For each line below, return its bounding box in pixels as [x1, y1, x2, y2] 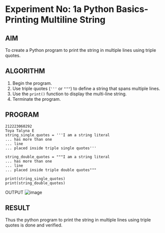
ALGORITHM [5, 67, 45, 75]
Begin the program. [12, 80, 52, 86]
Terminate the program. [12, 96, 61, 102]
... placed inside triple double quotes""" [5, 167, 97, 173]
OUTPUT [5, 189, 24, 195]
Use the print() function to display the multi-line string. [12, 91, 127, 97]
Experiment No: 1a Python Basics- [5, 3, 149, 15]
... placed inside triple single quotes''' [5, 146, 97, 151]
